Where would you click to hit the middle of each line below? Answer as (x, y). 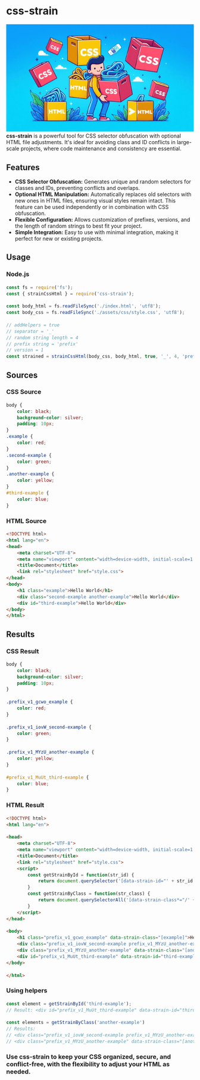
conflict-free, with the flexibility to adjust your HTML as (88, 1064)
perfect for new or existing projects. (59, 238)
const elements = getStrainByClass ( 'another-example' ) (76, 1023)
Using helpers (27, 991)
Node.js (18, 274)
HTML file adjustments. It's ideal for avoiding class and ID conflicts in (91, 142)
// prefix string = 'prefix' (42, 344)
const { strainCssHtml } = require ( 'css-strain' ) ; (70, 294)
